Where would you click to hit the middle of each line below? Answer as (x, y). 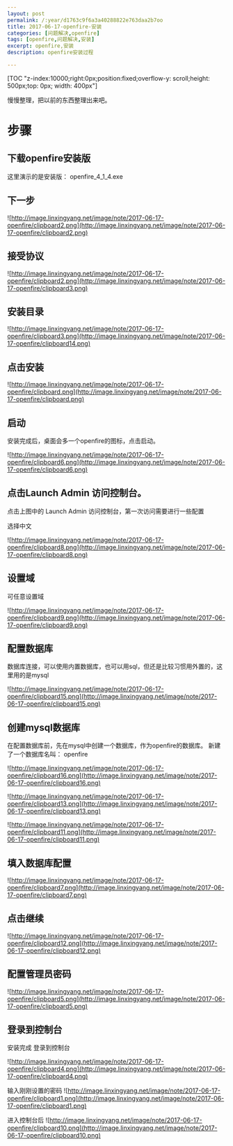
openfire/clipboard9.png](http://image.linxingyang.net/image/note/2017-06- (116, 618)
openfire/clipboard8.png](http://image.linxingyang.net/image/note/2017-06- (116, 547)
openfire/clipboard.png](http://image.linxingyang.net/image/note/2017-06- (114, 392)
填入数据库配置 (39, 863)
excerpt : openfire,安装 (41, 46)
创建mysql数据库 (44, 727)
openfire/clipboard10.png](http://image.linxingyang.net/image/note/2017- (112, 1128)
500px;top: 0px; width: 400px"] (53, 86)
